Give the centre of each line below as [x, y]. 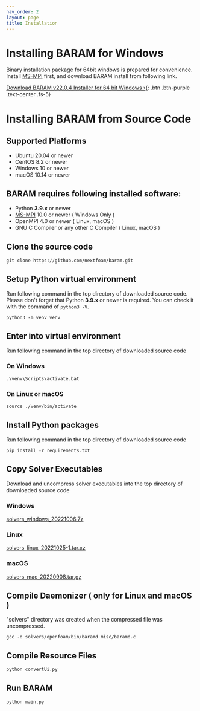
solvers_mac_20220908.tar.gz [44, 576]
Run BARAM [30, 688]
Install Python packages [53, 425]
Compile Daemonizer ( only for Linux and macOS [99, 596]
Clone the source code [50, 246]
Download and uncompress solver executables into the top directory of [95, 484]
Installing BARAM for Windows [85, 53]
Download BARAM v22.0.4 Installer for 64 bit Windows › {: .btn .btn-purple [98, 88]
